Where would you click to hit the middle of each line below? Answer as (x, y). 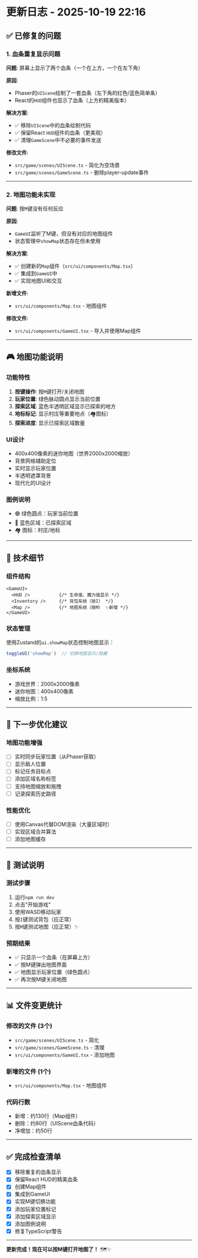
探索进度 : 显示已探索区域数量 (50, 422)
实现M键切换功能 (35, 1201)
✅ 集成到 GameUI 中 (36, 273)
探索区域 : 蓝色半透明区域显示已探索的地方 (65, 406)
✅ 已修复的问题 (34, 36)
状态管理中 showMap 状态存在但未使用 (57, 241)
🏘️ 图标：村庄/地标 (37, 530)
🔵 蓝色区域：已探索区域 (43, 523)
